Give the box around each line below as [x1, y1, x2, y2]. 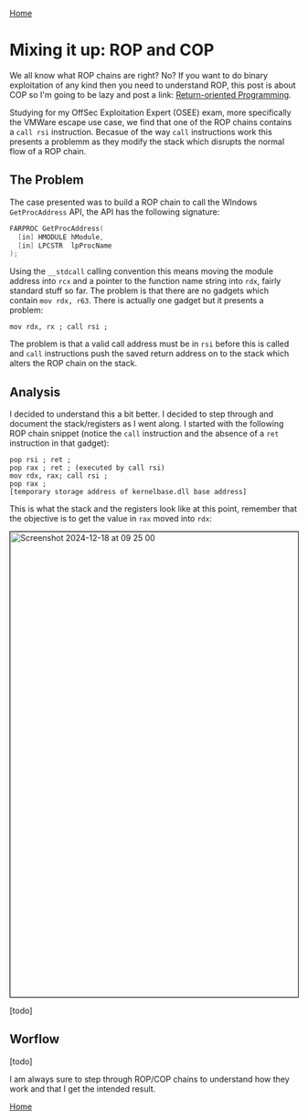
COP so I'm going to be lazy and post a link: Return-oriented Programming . [9, 89, 292, 100]
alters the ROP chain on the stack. [9, 358, 138, 369]
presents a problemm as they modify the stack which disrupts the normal [9, 136, 285, 147]
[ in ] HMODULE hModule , [17, 232, 104, 241]
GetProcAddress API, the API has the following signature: [9, 206, 220, 217]
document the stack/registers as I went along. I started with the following [9, 418, 284, 429]
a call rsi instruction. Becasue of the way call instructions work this [9, 126, 272, 137]
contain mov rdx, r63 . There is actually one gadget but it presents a [9, 295, 264, 306]
